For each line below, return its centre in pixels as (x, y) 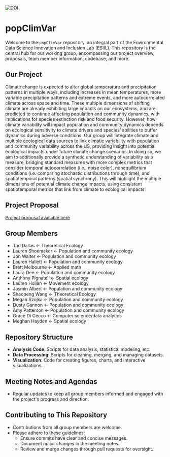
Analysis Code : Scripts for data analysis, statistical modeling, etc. (81, 349)
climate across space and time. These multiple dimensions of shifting (78, 103)
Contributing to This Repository (56, 415)
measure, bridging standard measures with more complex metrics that (79, 162)
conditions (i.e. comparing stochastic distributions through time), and (77, 173)
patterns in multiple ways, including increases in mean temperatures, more (83, 92)
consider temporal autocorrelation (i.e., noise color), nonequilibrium (76, 168)
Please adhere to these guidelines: (49, 433)
